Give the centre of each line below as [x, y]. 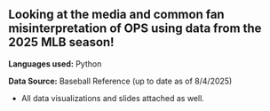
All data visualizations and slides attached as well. [113, 98]
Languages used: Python [55, 63]
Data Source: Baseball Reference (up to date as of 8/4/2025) [120, 81]
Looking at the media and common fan [116, 15]
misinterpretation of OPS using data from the [135, 29]
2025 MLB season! [61, 42]
